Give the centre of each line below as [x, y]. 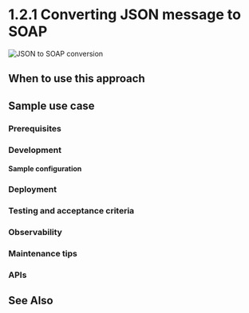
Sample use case [51, 106]
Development [35, 150]
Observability [35, 232]
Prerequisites [35, 128]
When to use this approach [77, 78]
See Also [31, 301]
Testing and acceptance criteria [71, 211]
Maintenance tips [43, 253]
